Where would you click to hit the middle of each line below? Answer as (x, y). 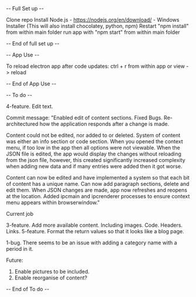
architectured (22, 124)
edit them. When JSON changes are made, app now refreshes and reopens (97, 190)
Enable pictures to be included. (52, 272)
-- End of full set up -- (33, 44)
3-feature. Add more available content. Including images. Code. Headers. (94, 225)
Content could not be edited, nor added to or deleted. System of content (93, 135)
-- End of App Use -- (31, 84)
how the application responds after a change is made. (104, 124)
